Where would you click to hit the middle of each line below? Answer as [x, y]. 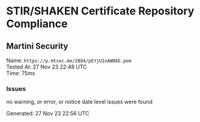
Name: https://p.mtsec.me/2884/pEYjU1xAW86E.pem [69, 60]
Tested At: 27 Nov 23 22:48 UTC [47, 67]
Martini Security [37, 46]
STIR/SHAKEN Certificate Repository [100, 11]
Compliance [37, 24]
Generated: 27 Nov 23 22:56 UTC [48, 114]
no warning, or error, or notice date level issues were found [80, 102]
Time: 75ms [21, 73]
